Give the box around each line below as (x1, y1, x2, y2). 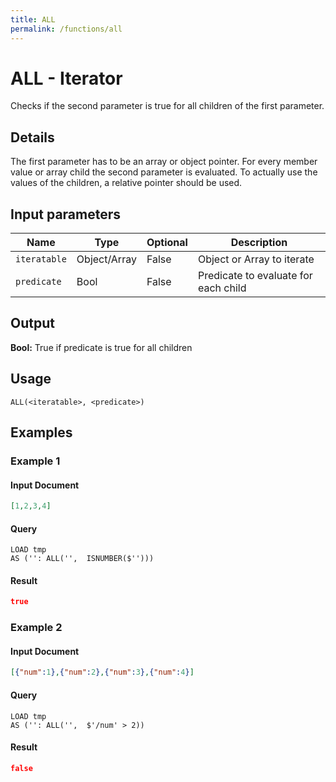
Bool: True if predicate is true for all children (10, 341, 193, 353)
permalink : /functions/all (10, 24, 123, 34)
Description (230, 236, 288, 250)
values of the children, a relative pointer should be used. (10, 177, 243, 189)
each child (197, 281, 247, 295)
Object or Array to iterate (197, 252, 315, 266)
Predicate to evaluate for (197, 269, 313, 283)
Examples (10, 424, 73, 441)
